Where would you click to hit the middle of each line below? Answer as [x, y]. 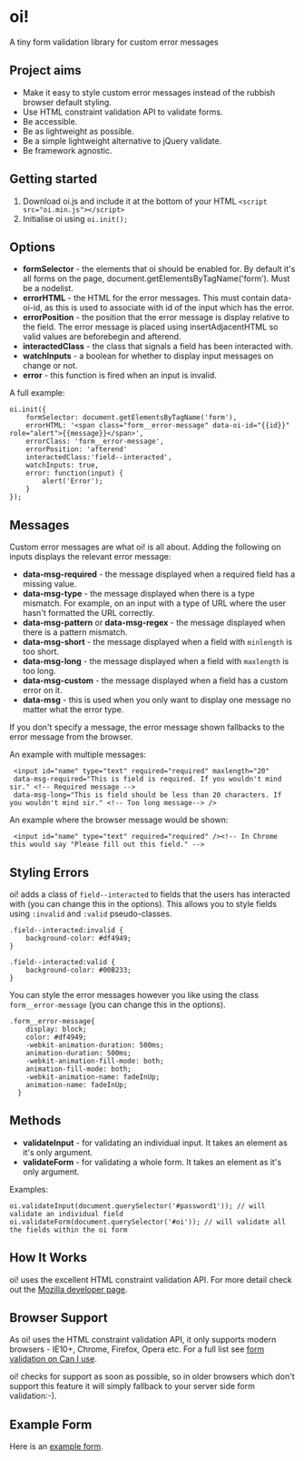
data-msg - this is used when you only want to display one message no [157, 700]
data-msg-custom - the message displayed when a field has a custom [155, 680]
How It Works [49, 1258]
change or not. [50, 366]
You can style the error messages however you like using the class [134, 995]
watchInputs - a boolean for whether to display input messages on [148, 356]
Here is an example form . [57, 1446]
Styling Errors [49, 872]
